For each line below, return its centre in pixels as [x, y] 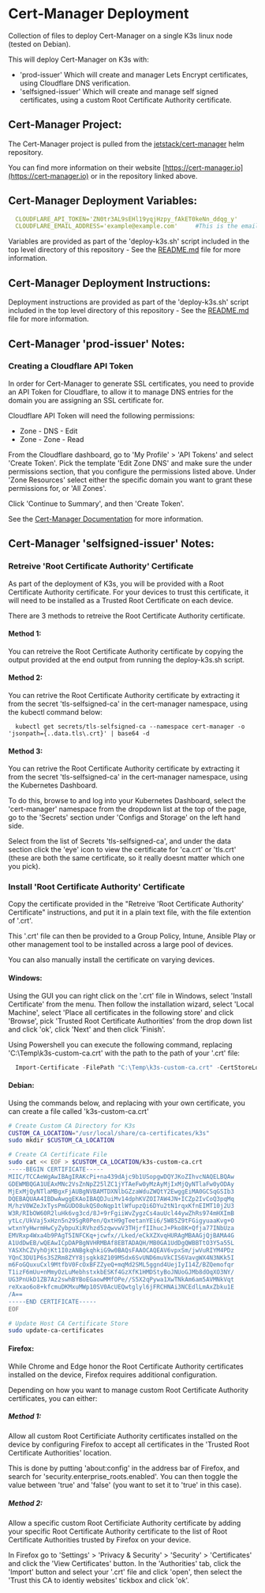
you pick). [24, 866]
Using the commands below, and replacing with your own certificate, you [127, 1103]
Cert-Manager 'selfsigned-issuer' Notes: [111, 544]
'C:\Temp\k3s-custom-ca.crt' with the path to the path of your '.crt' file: [124, 1053]
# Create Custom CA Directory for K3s [72, 1126]
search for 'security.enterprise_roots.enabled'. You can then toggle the [123, 1477]
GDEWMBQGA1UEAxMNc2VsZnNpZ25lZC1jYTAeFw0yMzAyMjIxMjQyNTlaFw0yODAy [121, 1184]
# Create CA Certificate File [58, 1155]
